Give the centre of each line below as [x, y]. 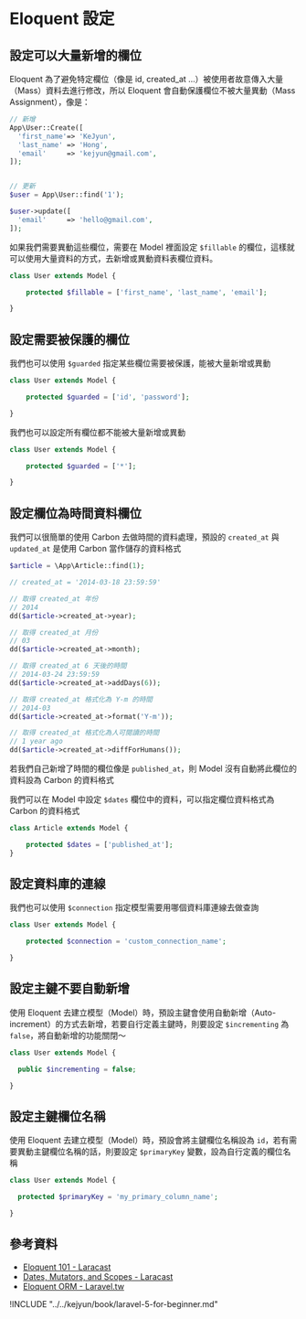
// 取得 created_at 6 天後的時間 [68, 666]
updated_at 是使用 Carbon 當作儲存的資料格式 [95, 549]
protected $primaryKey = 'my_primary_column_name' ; [118, 1197]
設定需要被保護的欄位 [69, 339]
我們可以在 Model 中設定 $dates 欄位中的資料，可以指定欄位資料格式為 [142, 799]
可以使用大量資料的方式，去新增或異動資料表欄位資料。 [113, 258]
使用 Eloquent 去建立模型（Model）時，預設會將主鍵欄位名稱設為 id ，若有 [149, 1141]
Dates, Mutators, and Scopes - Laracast [98, 1276]
